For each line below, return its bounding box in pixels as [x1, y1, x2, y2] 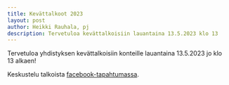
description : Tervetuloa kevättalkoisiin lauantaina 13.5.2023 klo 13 [7, 30, 218, 37]
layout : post [7, 17, 46, 24]
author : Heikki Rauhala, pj [7, 23, 90, 30]
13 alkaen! [7, 57, 37, 65]
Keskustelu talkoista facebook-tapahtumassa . [7, 70, 139, 79]
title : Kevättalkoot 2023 [7, 10, 83, 18]
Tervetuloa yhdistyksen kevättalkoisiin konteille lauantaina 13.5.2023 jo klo [7, 49, 223, 58]
